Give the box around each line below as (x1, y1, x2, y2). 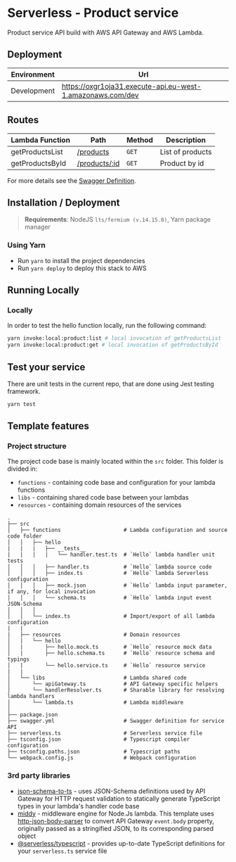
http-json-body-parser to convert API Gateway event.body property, (17, 816, 214, 825)
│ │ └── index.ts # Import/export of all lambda (7, 613, 216, 620)
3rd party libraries (7, 771, 71, 780)
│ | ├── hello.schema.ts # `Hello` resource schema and (7, 649, 216, 657)
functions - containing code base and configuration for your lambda (17, 478, 216, 487)
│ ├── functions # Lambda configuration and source (7, 526, 228, 534)
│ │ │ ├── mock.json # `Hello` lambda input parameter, (7, 582, 228, 589)
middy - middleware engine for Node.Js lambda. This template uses (17, 809, 214, 818)
